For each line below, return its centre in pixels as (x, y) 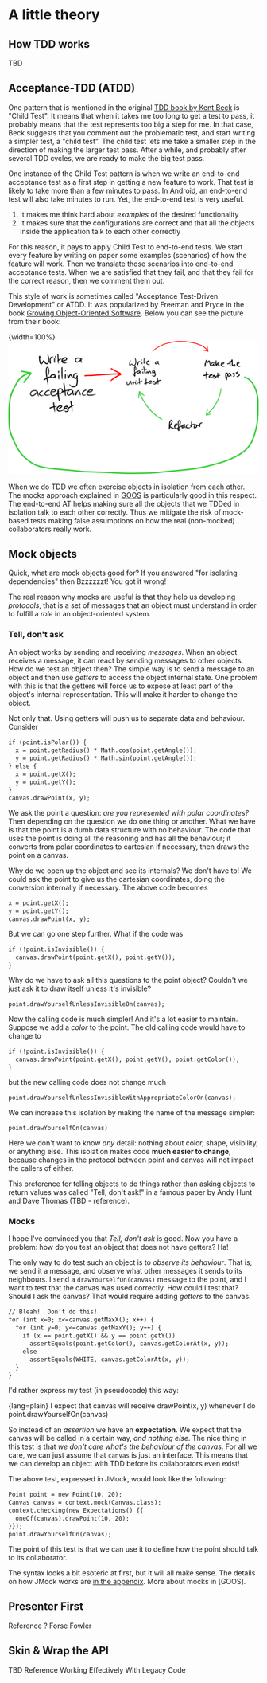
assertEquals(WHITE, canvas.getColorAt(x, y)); (110, 1360)
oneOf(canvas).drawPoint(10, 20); (72, 1518)
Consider (23, 726)
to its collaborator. (38, 1557)
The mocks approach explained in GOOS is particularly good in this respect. (132, 495)
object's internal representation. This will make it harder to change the (123, 694)
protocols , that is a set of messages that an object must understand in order (132, 605)
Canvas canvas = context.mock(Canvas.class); (85, 1502)
